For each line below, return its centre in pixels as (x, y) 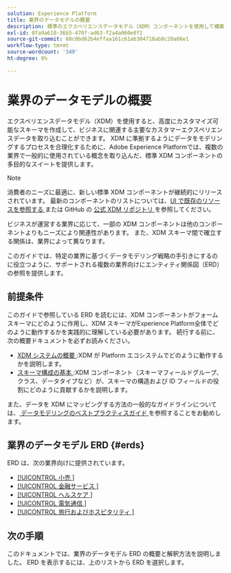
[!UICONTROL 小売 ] (46, 478)
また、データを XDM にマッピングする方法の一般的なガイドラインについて (112, 404)
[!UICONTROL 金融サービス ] (58, 486)
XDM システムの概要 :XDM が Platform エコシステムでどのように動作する (120, 355)
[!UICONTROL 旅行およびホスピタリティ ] (76, 512)
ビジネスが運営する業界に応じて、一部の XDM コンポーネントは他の (103, 224)
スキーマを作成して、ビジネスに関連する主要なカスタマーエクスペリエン (121, 129)
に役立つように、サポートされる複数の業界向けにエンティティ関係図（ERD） (115, 264)
